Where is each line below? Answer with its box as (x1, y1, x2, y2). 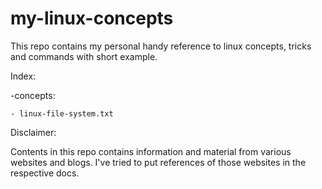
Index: (10, 70, 37, 82)
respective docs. (10, 167, 80, 179)
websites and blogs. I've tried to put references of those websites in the (10, 156, 307, 168)
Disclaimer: (10, 126, 57, 138)
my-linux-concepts (10, 7, 174, 30)
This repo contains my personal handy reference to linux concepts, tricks (10, 40, 312, 52)
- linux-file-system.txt (10, 108, 114, 119)
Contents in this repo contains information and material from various (10, 145, 292, 157)
